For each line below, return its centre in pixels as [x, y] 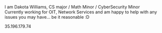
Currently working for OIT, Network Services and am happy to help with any [81, 12]
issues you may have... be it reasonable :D [47, 17]
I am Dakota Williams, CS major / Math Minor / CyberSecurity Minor [72, 7]
